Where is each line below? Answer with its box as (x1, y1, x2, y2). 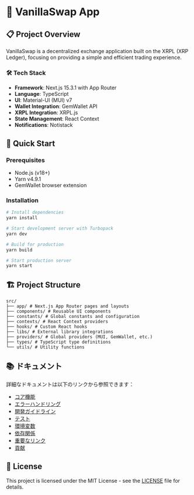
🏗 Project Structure (6, 280, 81, 290)
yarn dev (6, 231, 27, 237)
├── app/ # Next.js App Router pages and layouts (6, 303, 130, 309)
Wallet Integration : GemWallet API (14, 103, 98, 110)
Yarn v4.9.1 (14, 175, 41, 182)
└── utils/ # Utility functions (6, 344, 85, 350)
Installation (6, 196, 39, 204)
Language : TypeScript (14, 91, 69, 98)
